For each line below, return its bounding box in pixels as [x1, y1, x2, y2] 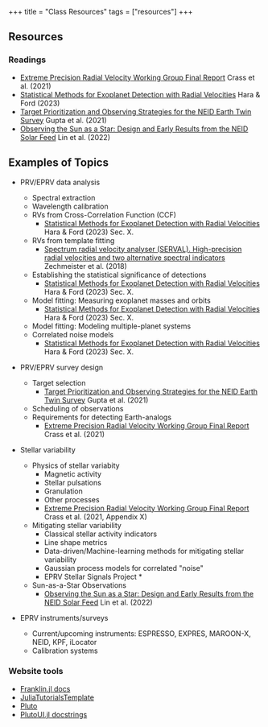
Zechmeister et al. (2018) [43, 261, 127, 271]
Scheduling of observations [31, 403, 124, 413]
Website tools [8, 666, 64, 677]
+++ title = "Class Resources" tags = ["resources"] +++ [8, 7, 193, 16]
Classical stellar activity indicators [43, 529, 158, 539]
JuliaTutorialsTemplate [19, 692, 95, 702]
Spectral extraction [31, 192, 96, 202]
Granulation [43, 486, 83, 496]
